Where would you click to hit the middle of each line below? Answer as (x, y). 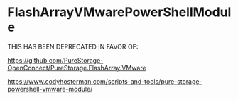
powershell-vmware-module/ (50, 89)
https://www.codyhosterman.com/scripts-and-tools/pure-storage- (105, 81)
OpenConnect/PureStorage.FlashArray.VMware (77, 68)
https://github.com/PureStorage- (55, 60)
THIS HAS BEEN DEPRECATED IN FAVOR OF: (73, 46)
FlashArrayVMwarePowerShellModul (119, 12)
